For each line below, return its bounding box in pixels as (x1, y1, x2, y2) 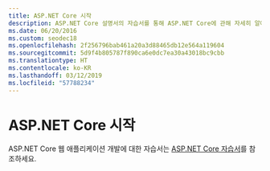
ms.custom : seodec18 (8, 34, 78, 43)
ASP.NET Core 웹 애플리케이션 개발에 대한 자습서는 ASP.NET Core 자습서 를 (8, 144, 247, 153)
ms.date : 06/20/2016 (8, 26, 78, 35)
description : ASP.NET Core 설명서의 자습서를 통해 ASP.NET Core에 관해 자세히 (8, 19, 252, 27)
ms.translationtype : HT (8, 57, 88, 65)
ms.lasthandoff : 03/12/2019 (8, 71, 103, 79)
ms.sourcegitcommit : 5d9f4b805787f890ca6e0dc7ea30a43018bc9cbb (8, 49, 225, 57)
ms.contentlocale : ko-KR (8, 64, 92, 72)
